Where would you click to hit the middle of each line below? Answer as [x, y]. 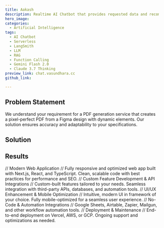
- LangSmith [22, 46]
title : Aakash [20, 10]
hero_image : [17, 19]
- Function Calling [29, 60]
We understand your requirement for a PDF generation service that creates [80, 114]
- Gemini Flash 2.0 [29, 64]
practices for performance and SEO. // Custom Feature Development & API [80, 178]
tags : [10, 32]
